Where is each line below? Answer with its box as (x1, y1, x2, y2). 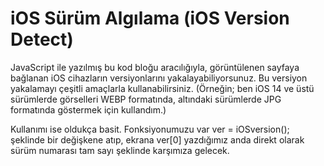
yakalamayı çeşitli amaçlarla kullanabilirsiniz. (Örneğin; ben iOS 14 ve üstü (10, 82, 315, 94)
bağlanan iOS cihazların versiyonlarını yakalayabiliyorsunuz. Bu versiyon (10, 72, 308, 84)
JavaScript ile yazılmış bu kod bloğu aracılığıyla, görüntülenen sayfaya (10, 61, 300, 73)
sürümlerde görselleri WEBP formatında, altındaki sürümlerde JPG (10, 93, 282, 105)
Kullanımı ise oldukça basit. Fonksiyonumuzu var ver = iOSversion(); (10, 123, 290, 135)
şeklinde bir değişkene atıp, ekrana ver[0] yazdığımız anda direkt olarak (10, 133, 305, 146)
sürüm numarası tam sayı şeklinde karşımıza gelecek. (10, 144, 230, 156)
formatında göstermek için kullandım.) (10, 103, 167, 116)
